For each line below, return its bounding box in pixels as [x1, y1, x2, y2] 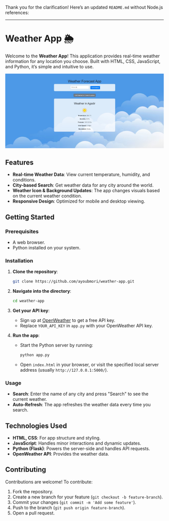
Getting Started [5, 213, 55, 221]
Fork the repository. [12, 488, 54, 494]
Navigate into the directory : [12, 288, 71, 294]
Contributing [5, 465, 46, 474]
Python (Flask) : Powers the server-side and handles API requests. [12, 445, 150, 452]
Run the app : [12, 332, 40, 338]
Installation [5, 257, 34, 264]
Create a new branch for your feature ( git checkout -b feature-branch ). [12, 494, 163, 500]
